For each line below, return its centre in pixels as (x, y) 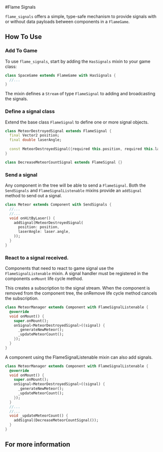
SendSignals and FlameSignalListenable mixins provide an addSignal (73, 191)
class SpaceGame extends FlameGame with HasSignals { (61, 75)
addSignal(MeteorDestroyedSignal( (49, 223)
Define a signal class (30, 111)
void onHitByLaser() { (32, 218)
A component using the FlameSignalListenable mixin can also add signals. (79, 357)
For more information (38, 444)
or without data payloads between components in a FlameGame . (67, 22)
